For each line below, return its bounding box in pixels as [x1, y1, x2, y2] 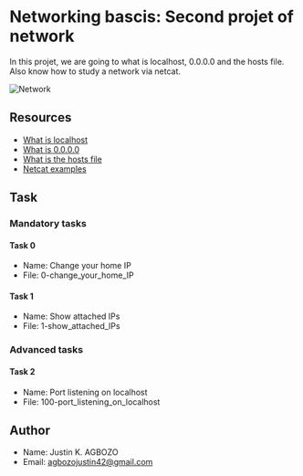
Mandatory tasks [9, 217, 87, 230]
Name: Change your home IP [22, 260, 132, 271]
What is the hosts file [22, 153, 102, 164]
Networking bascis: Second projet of [9, 6, 294, 27]
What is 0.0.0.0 [22, 143, 80, 154]
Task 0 [9, 239, 37, 250]
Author [9, 422, 50, 438]
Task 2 [9, 365, 36, 376]
